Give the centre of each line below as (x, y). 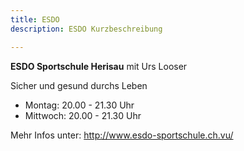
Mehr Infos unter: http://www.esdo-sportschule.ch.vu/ (122, 135)
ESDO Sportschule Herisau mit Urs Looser (99, 66)
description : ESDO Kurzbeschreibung (86, 29)
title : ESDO (35, 19)
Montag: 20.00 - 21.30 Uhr (79, 105)
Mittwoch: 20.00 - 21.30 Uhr (83, 115)
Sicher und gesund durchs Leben (79, 85)
